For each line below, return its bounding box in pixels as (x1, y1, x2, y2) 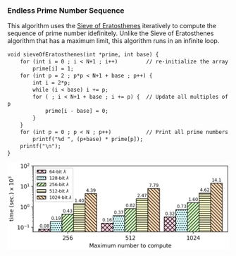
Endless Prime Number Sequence (7, 6, 125, 16)
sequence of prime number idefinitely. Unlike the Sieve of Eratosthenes (7, 29, 214, 37)
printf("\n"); (20, 143, 61, 150)
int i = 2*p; (32, 80, 71, 87)
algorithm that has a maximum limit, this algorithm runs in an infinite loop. (7, 37, 220, 45)
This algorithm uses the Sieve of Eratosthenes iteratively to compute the (7, 22, 217, 30)
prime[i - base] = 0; (44, 108, 109, 115)
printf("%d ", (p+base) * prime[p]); (32, 136, 143, 143)
